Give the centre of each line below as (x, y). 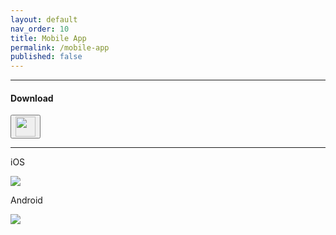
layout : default (44, 19)
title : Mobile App (48, 38)
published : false (46, 57)
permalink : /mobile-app (60, 47)
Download (32, 98)
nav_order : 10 (40, 29)
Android (26, 200)
